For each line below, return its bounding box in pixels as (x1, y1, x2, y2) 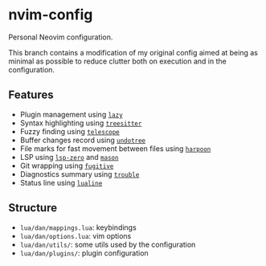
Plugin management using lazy (19, 109, 123, 119)
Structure (8, 201, 58, 215)
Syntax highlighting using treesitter (19, 118, 142, 128)
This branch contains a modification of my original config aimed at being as (8, 47, 259, 57)
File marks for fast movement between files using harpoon (19, 143, 211, 153)
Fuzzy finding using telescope (19, 126, 121, 136)
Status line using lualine (19, 178, 103, 187)
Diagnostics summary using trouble (19, 169, 140, 178)
